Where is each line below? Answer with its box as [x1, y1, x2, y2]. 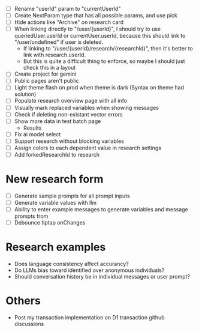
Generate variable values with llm [14, 199, 97, 206]
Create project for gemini [14, 70, 77, 77]
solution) [14, 91, 37, 98]
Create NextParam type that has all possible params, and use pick [14, 12, 178, 19]
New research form [5, 172, 104, 186]
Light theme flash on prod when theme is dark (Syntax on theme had [14, 84, 184, 91]
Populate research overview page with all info [14, 97, 127, 104]
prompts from [14, 213, 49, 220]
